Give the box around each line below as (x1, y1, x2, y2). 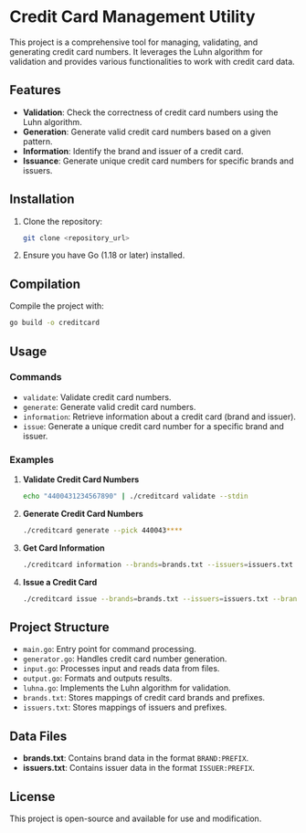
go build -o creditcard (9, 318, 100, 328)
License (9, 788, 56, 805)
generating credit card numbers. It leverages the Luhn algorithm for (9, 46, 263, 57)
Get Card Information (22, 542, 105, 554)
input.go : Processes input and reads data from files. (22, 663, 220, 674)
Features (9, 82, 61, 98)
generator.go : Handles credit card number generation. (22, 653, 227, 664)
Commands (9, 371, 62, 384)
